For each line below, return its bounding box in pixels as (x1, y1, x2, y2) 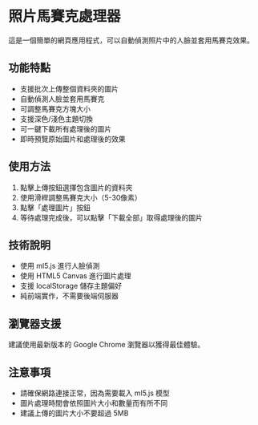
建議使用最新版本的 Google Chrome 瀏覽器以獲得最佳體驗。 (8, 340, 205, 350)
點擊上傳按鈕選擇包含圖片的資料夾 (19, 182, 133, 192)
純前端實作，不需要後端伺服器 (19, 291, 119, 301)
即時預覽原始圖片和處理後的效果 (19, 134, 126, 144)
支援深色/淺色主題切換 (19, 114, 94, 123)
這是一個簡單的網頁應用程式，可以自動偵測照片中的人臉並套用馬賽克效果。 (8, 35, 254, 45)
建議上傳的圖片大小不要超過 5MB (19, 408, 129, 418)
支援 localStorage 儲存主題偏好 (19, 281, 123, 291)
